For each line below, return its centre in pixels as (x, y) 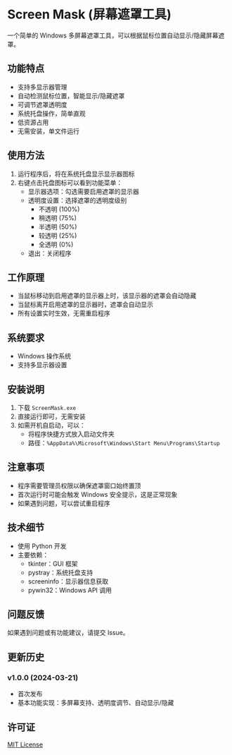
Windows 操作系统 (44, 356)
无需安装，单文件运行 (48, 131)
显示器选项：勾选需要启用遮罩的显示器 (83, 191)
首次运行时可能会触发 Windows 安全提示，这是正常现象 (97, 494)
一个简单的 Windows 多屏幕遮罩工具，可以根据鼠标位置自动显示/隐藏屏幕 (113, 35)
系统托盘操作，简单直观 (51, 113)
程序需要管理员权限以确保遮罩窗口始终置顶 (79, 485)
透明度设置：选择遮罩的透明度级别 (77, 200)
